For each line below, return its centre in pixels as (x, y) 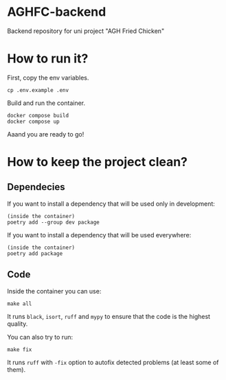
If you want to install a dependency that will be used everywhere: (99, 235)
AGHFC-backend (57, 12)
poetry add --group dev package (53, 222)
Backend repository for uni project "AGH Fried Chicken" (86, 31)
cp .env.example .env (38, 90)
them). (16, 369)
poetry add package (35, 253)
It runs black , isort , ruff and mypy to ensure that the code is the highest (109, 316)
